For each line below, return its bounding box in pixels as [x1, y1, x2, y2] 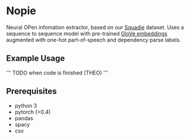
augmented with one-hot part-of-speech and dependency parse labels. [6, 36, 181, 43]
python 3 [14, 102, 37, 109]
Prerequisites [6, 86, 57, 96]
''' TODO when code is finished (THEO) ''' [6, 69, 109, 76]
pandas [14, 114, 34, 122]
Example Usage [6, 53, 65, 63]
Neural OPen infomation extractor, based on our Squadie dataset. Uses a [6, 24, 184, 31]
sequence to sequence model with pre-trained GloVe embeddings [6, 30, 167, 37]
